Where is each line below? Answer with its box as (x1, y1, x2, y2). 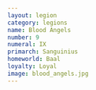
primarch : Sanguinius (7, 48, 79, 56)
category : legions (7, 19, 68, 27)
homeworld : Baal (7, 56, 61, 63)
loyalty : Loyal (7, 63, 57, 70)
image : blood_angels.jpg (7, 70, 89, 77)
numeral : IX (7, 41, 46, 49)
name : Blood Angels (7, 26, 72, 34)
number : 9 (7, 33, 40, 41)
